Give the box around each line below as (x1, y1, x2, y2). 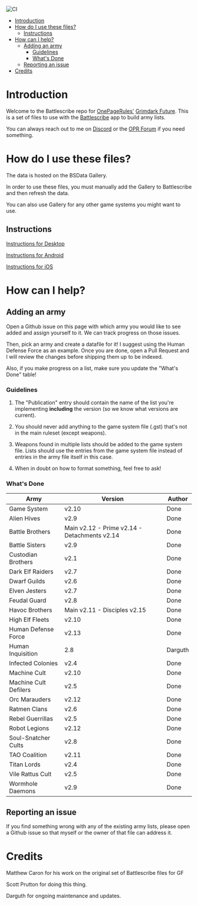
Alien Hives (9, 514, 41, 523)
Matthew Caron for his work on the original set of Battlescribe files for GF (6, 870, 184, 877)
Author (167, 495, 188, 503)
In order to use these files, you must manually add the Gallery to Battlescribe (6, 183, 192, 190)
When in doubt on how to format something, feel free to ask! (14, 465, 161, 472)
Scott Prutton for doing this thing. (6, 881, 87, 888)
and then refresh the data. (6, 189, 70, 196)
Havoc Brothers (9, 606, 52, 614)
